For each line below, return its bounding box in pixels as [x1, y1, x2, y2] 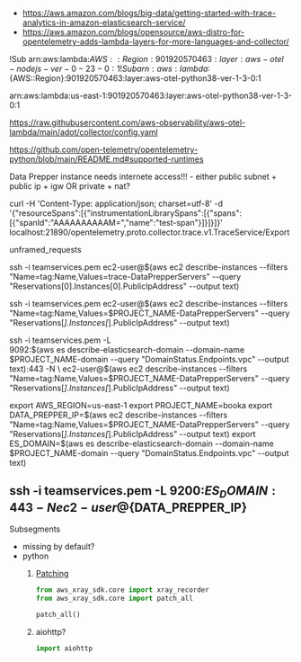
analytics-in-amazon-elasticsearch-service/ [22, 17, 186, 28]
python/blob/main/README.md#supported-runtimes [9, 154, 204, 165]
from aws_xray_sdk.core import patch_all [35, 594, 193, 603]
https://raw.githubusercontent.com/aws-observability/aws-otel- [9, 117, 246, 128]
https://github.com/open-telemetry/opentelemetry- [9, 144, 199, 155]
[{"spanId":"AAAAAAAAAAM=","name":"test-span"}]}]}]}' [9, 218, 223, 228]
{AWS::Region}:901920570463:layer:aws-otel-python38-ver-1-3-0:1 [9, 73, 262, 84]
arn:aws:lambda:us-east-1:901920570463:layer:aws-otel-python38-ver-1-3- [9, 90, 293, 101]
